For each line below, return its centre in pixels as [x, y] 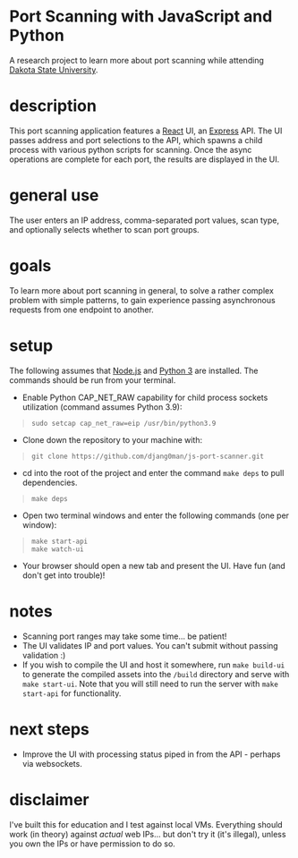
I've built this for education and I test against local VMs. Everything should [146, 824]
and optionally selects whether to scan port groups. [104, 229]
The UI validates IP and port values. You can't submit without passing [150, 645]
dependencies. [50, 482]
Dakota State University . [54, 70]
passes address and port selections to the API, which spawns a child [136, 140]
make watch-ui [57, 549]
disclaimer [49, 799]
